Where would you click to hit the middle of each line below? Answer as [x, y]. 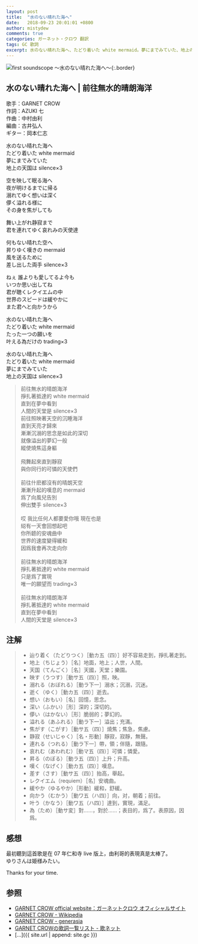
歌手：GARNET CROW [33, 103]
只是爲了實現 [36, 576]
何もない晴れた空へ [29, 242]
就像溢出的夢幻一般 [44, 440]
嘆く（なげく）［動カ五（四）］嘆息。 [73, 766]
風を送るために [24, 257]
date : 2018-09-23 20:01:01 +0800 [50, 22]
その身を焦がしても [29, 210]
